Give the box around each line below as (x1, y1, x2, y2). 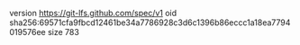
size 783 (48, 27, 79, 37)
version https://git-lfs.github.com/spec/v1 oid (9, 8, 177, 18)
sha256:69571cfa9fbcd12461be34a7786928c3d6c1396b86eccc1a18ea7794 (9, 17, 291, 28)
